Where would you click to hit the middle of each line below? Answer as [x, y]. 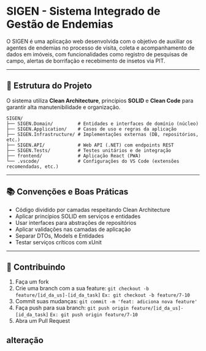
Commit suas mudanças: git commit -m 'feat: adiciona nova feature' [106, 301]
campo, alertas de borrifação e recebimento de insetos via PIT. [86, 61]
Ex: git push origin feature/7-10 [94, 315]
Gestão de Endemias [60, 24]
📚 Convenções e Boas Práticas [67, 192]
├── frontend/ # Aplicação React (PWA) [74, 156]
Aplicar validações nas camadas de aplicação [73, 229]
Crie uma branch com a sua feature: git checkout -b [82, 289]
